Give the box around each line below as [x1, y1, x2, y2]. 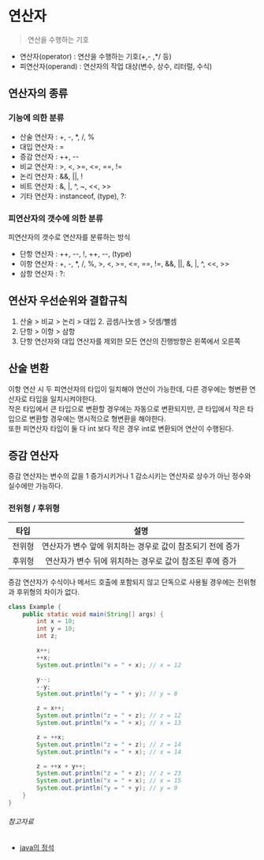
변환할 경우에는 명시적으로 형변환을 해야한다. [28, 414, 166, 423]
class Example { [8, 603, 61, 610]
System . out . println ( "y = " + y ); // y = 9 [36, 784, 178, 792]
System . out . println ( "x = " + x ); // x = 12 [36, 661, 181, 669]
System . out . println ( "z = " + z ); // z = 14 [36, 740, 181, 749]
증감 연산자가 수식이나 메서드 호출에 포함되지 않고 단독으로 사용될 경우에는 [8, 577, 236, 587]
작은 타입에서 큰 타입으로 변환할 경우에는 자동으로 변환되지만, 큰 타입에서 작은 [8, 404, 246, 413]
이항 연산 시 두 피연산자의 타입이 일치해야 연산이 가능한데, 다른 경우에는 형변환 [8, 384, 248, 393]
